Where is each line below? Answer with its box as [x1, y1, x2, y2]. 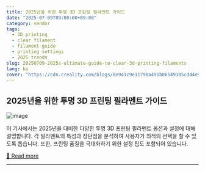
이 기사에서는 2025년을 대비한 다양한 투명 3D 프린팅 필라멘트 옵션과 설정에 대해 [6, 125, 196, 132]
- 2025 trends [12, 54, 48, 60]
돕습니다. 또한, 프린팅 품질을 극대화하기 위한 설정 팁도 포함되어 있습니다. [17, 140, 189, 147]
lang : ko [6, 65, 29, 72]
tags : [6, 26, 20, 32]
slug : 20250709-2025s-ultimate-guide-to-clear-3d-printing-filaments [6, 60, 187, 66]
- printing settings [12, 49, 64, 55]
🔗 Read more [6, 152, 39, 159]
